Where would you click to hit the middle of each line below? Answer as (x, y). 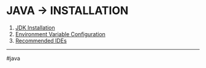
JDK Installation (35, 28)
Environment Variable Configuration (60, 34)
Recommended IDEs (41, 40)
